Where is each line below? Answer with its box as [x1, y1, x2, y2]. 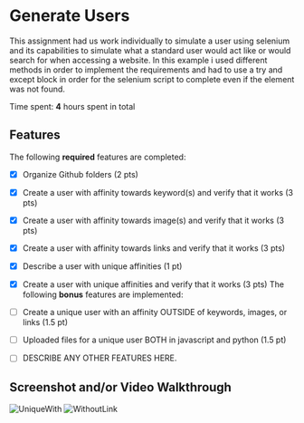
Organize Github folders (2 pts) [22, 168, 138, 179]
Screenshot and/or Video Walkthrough [9, 380, 233, 395]
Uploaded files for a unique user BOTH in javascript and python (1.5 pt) [22, 334, 287, 345]
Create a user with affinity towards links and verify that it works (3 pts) [22, 242, 286, 254]
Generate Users [9, 5, 130, 26]
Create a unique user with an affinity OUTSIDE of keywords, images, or [22, 307, 288, 318]
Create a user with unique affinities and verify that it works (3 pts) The [22, 279, 285, 290]
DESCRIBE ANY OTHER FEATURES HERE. [22, 352, 177, 363]
